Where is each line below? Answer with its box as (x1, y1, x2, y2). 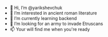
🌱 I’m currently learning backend (9, 15, 77, 21)
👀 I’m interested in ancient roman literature (9, 10, 97, 16)
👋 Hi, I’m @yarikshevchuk (9, 5, 63, 10)
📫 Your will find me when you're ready (9, 26, 90, 32)
